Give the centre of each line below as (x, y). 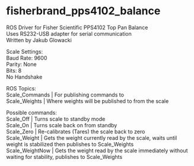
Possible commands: (32, 112)
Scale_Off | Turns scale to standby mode (56, 119)
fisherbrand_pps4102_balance (83, 11)
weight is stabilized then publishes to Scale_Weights (70, 144)
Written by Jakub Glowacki (39, 40)
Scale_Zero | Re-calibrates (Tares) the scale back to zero (76, 131)
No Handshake (24, 77)
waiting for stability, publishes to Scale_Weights (64, 156)
